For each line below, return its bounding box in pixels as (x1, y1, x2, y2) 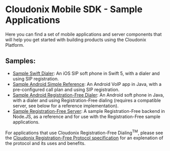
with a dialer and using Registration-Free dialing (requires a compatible (12, 97, 161, 103)
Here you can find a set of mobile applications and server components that (5, 31, 162, 37)
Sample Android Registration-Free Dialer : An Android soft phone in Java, (12, 92, 164, 98)
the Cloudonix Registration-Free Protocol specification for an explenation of (5, 135, 163, 141)
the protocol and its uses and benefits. (5, 140, 86, 146)
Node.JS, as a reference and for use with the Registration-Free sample (12, 113, 161, 119)
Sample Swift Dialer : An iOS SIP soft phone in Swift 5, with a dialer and (12, 70, 160, 76)
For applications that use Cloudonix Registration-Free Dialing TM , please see (5, 129, 163, 136)
